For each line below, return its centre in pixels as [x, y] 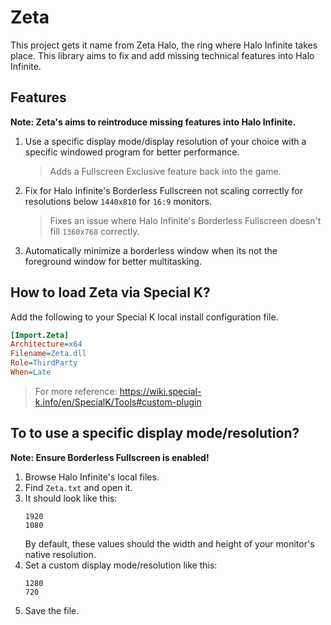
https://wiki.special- [160, 391]
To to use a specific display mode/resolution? [155, 433]
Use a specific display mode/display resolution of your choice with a [165, 141]
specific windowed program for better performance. [132, 152]
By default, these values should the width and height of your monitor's [169, 543]
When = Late [31, 372]
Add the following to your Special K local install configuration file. [144, 317]
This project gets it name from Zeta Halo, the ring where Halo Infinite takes [164, 45]
